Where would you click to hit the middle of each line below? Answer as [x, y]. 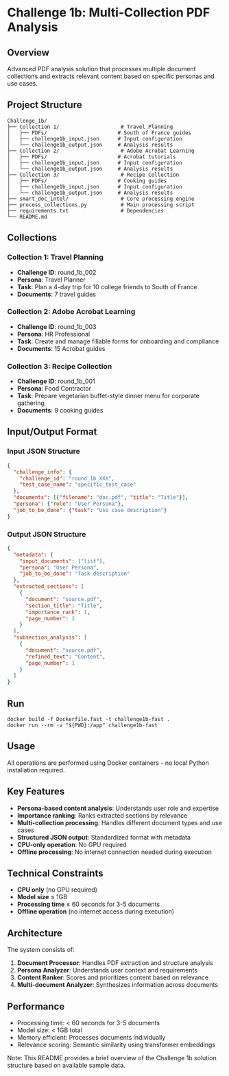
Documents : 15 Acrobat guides [61, 348]
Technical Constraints [55, 873]
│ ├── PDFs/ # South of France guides [99, 133]
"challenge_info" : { [43, 472]
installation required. [36, 770]
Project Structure [45, 105]
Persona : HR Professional [53, 334]
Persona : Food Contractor [54, 389]
